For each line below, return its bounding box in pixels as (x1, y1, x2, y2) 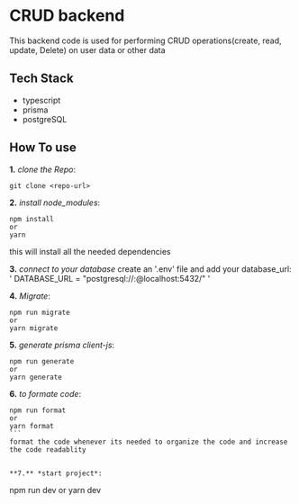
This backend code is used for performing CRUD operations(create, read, (9, 35, 282, 46)
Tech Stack (9, 71, 74, 86)
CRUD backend (9, 5, 125, 26)
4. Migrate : (9, 290, 51, 301)
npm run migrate (9, 308, 70, 317)
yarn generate (9, 373, 63, 382)
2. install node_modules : (9, 197, 101, 208)
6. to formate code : (9, 388, 82, 399)
